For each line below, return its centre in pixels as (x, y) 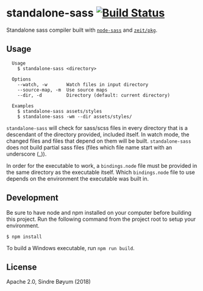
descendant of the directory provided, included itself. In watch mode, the (98, 134)
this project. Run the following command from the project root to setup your (101, 219)
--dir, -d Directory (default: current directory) (94, 95)
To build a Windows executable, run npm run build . (71, 248)
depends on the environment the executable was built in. (78, 178)
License (22, 267)
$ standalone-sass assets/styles (60, 111)
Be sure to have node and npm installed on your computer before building (99, 212)
